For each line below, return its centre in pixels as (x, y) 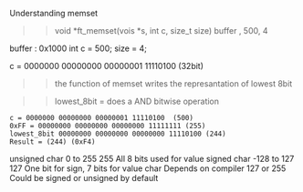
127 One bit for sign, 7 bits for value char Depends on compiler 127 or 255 (148, 168)
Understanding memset (54, 13)
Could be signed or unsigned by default (84, 178)
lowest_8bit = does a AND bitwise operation (137, 101)
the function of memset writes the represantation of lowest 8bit (173, 84)
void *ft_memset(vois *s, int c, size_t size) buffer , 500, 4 (161, 30)
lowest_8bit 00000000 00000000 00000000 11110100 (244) (118, 134)
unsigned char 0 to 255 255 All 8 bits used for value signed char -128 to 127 (152, 159)
